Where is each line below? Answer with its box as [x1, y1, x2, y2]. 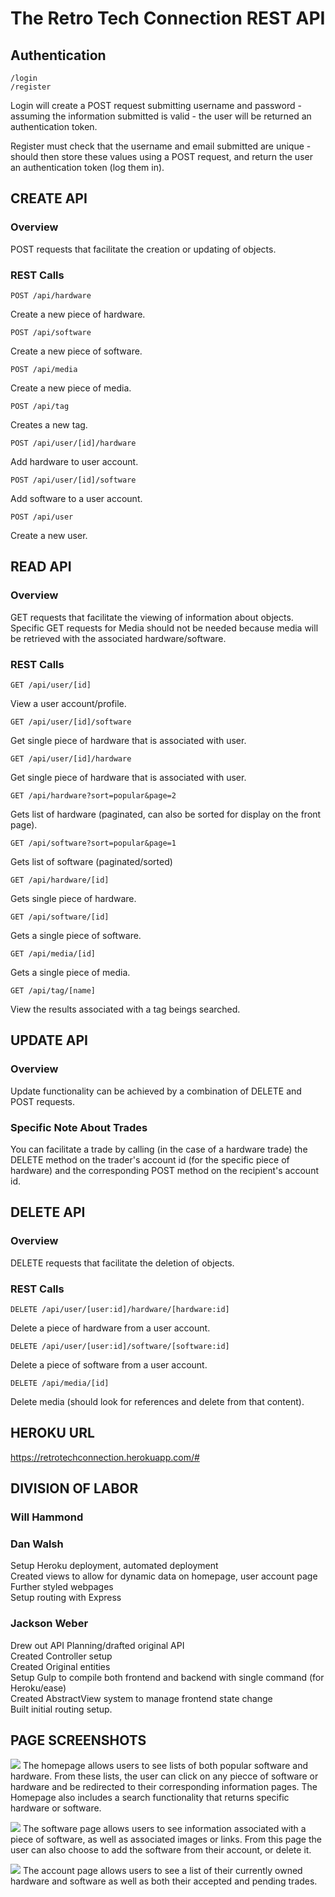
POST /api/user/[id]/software [10, 475, 137, 485]
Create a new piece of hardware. [10, 308, 146, 320]
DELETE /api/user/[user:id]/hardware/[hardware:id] [10, 1304, 230, 1314]
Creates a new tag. [10, 418, 88, 431]
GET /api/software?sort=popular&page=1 [10, 838, 177, 848]
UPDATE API [10, 1032, 89, 1049]
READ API [10, 558, 72, 576]
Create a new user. [10, 529, 88, 541]
